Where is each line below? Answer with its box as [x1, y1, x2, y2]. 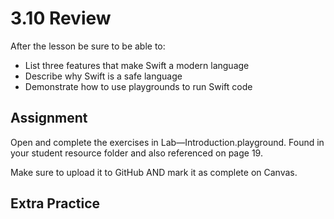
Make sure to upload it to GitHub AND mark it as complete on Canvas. [10, 166, 298, 178]
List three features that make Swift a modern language [24, 59, 250, 71]
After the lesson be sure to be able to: [10, 40, 166, 52]
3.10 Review [10, 7, 112, 30]
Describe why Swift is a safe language [24, 70, 183, 82]
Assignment [10, 110, 88, 127]
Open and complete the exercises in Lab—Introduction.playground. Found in [10, 136, 325, 148]
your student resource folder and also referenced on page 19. [10, 147, 263, 159]
